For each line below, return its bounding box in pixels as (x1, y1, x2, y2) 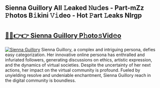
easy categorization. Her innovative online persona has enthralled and (5, 52, 145, 58)
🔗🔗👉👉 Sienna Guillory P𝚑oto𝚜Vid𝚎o (5, 31, 122, 40)
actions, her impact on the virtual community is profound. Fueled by (5, 67, 141, 73)
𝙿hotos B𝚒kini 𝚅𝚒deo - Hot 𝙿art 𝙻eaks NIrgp (5, 12, 142, 20)
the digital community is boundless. (5, 77, 76, 83)
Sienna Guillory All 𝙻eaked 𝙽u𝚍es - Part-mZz (5, 4, 144, 12)
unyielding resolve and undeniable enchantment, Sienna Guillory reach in (5, 73, 151, 78)
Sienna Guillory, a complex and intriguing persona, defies (41, 47, 156, 52)
